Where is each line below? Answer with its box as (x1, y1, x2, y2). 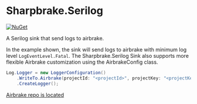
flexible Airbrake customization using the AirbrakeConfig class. (6, 58, 158, 65)
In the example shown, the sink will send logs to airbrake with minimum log (6, 46, 187, 53)
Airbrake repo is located (6, 91, 64, 98)
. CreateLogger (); (16, 81, 59, 86)
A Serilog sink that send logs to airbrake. (6, 34, 104, 41)
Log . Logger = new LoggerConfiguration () (6, 70, 107, 75)
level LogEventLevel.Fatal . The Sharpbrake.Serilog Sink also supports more (6, 52, 189, 59)
